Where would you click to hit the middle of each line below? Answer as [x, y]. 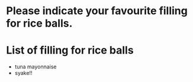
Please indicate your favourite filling [97, 11]
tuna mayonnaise [36, 67]
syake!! [23, 73]
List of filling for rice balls [70, 50]
